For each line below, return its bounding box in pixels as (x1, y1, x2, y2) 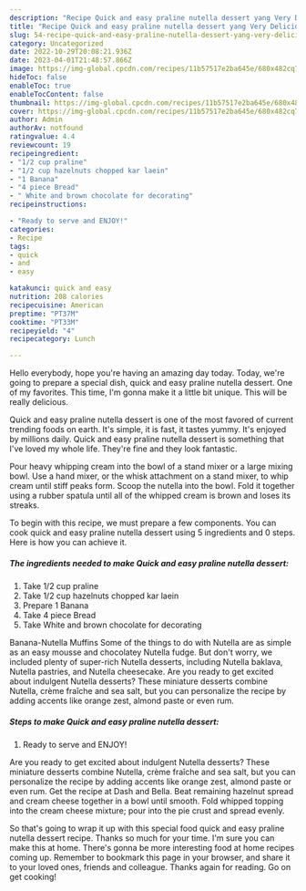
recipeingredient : (9, 149, 79, 158)
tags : (9, 242, 30, 251)
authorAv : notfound (9, 124, 84, 133)
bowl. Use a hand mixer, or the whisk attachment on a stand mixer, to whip (9, 471, 289, 482)
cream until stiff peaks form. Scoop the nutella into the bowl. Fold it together (9, 481, 295, 492)
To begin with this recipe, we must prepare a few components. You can (9, 517, 277, 529)
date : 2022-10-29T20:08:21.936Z (9, 47, 132, 57)
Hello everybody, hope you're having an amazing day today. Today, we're (9, 368, 285, 378)
